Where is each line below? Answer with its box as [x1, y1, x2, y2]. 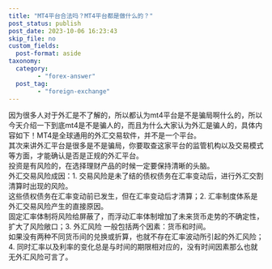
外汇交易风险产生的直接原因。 [8, 202, 108, 211]
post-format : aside [15, 49, 82, 58]
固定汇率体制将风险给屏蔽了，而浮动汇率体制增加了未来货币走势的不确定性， [8, 211, 264, 221]
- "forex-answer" [37, 72, 96, 80]
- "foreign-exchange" [37, 87, 111, 96]
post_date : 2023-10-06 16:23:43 [8, 27, 117, 35]
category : [15, 65, 49, 73]
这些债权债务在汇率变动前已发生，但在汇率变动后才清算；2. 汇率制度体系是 [8, 191, 258, 201]
